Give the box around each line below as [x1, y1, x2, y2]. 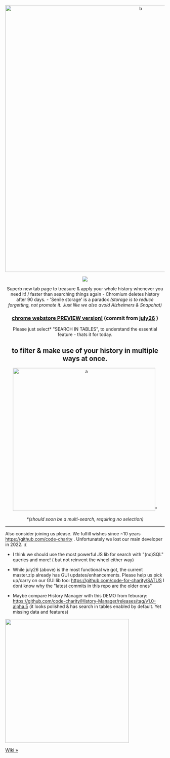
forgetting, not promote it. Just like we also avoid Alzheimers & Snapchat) [8, 302, 162, 308]
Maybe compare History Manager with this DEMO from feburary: [12, 593, 148, 599]
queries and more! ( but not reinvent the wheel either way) [12, 557, 134, 563]
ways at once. [62, 354, 108, 363]
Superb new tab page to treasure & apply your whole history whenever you [7, 286, 163, 292]
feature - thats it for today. [57, 331, 113, 338]
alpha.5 [12, 603, 28, 610]
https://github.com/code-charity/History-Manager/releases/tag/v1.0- [12, 598, 156, 604]
